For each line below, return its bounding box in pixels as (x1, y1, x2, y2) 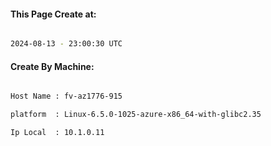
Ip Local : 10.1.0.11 (10, 128, 105, 138)
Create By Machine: (10, 60, 95, 72)
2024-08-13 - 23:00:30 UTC (10, 39, 123, 49)
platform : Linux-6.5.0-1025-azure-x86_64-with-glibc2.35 (10, 110, 262, 120)
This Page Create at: (10, 8, 97, 20)
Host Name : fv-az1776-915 (10, 91, 123, 102)
